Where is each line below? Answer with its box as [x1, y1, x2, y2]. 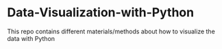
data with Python [7, 34, 56, 42]
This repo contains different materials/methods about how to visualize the [7, 27, 216, 35]
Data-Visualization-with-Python [7, 5, 194, 20]
